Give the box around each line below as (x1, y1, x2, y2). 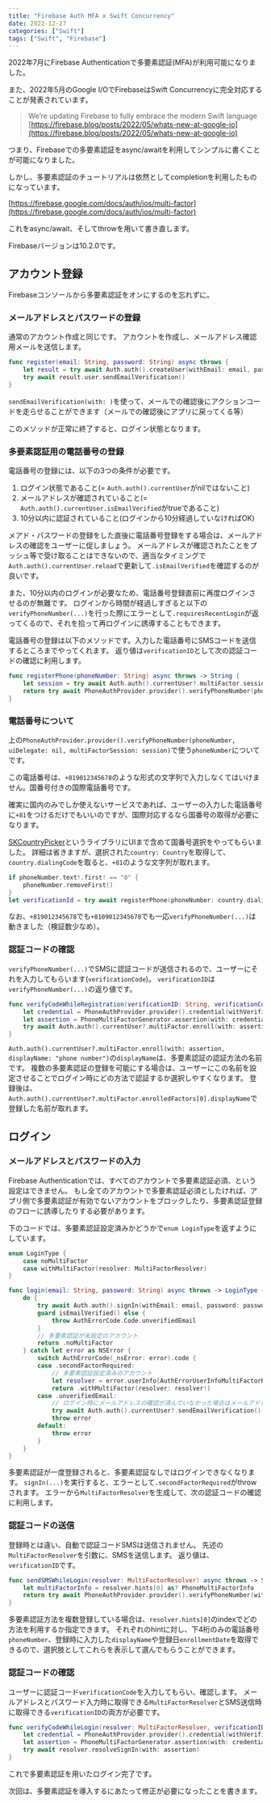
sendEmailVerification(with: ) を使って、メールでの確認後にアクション (8, 396, 247, 406)
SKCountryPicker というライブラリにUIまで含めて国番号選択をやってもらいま (8, 837, 263, 847)
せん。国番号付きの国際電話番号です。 (8, 782, 135, 792)
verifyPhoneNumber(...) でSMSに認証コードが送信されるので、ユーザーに (8, 964, 252, 973)
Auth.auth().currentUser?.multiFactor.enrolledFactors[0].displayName (8, 1095, 251, 1104)
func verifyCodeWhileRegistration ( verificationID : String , (8, 1000, 211, 1008)
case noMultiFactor (23, 1256, 89, 1265)
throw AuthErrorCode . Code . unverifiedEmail (51, 1316, 197, 1324)
